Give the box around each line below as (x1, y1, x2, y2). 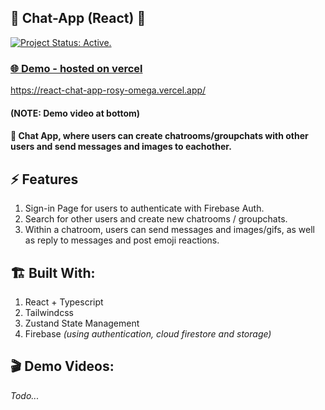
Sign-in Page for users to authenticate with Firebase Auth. (24, 202, 265, 215)
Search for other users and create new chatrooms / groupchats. (24, 213, 288, 225)
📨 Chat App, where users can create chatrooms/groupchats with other (10, 130, 309, 142)
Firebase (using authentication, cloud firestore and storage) (24, 327, 272, 340)
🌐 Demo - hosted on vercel (10, 61, 143, 75)
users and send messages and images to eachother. (10, 141, 232, 153)
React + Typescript (24, 296, 104, 308)
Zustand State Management (24, 317, 140, 329)
